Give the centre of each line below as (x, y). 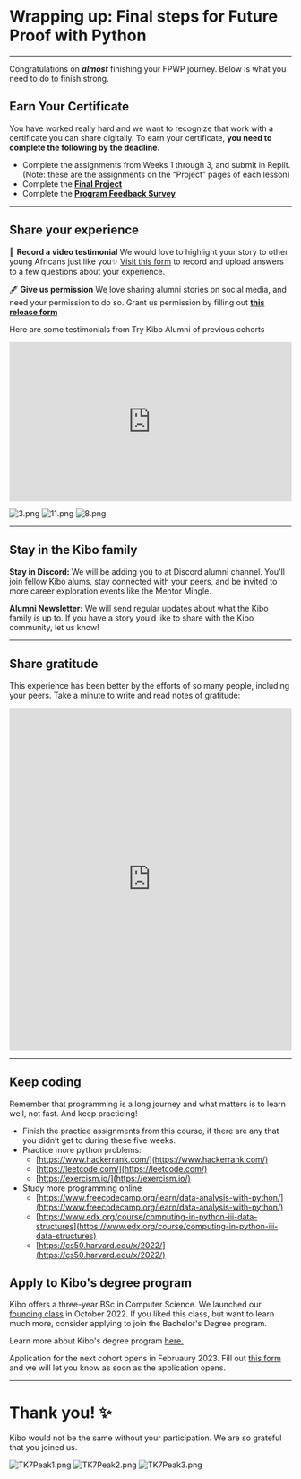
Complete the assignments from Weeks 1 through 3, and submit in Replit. (156, 164)
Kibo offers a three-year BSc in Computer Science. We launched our (135, 1305)
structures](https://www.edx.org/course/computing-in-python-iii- (157, 1226)
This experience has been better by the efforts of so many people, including (150, 685)
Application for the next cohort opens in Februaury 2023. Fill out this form (146, 1359)
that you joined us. (43, 1448)
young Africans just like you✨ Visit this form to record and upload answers (146, 261)
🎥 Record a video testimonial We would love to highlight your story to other (149, 251)
